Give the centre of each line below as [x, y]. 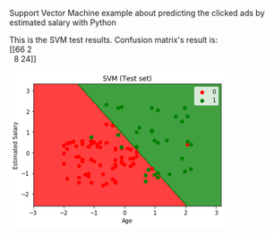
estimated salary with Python [63, 22]
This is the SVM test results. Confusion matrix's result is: [113, 40]
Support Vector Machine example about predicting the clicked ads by [137, 13]
